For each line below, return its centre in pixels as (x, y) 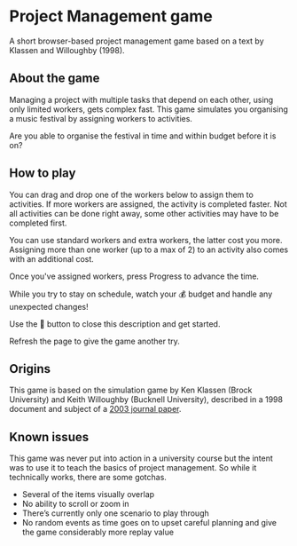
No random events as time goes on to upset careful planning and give (149, 523)
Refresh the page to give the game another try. (94, 341)
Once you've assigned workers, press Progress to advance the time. (134, 276)
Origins (30, 369)
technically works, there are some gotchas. (88, 478)
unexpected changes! (49, 306)
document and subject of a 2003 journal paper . (95, 409)
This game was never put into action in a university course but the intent (141, 458)
